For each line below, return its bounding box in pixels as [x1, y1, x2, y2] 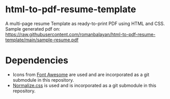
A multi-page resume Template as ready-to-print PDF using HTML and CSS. [5, 20, 165, 27]
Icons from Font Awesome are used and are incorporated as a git [12, 71, 150, 78]
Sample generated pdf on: [5, 26, 60, 32]
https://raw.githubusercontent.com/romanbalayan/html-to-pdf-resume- [5, 31, 156, 37]
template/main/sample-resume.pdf [5, 37, 79, 43]
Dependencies [5, 55, 68, 66]
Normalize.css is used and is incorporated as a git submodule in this [12, 82, 157, 88]
